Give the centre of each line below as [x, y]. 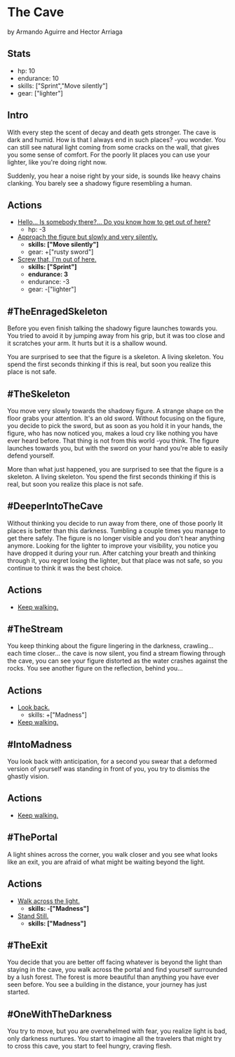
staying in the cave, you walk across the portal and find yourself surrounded [117, 970]
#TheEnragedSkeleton [58, 311]
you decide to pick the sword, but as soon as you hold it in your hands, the [115, 426]
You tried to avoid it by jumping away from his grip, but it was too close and [116, 336]
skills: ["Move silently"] [63, 245]
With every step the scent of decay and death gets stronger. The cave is [112, 132]
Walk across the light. [48, 901]
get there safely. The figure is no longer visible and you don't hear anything [116, 538]
